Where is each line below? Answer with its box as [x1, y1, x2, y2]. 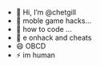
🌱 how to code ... [15, 25, 72, 33]
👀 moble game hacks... [15, 16, 92, 25]
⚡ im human [15, 50, 56, 60]
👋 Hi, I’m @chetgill [15, 8, 77, 17]
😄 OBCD [15, 41, 46, 51]
